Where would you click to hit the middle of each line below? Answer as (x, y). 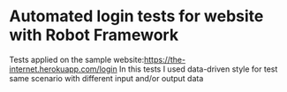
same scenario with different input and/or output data (106, 78)
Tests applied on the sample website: (77, 59)
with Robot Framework (94, 35)
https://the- (165, 59)
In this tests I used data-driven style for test (198, 69)
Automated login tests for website (136, 16)
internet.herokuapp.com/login (63, 69)
